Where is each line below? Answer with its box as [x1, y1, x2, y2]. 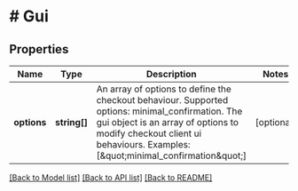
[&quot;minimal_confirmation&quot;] [96, 149, 247, 162]
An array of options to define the [96, 83, 232, 95]
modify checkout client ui [96, 127, 202, 139]
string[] [54, 116, 89, 128]
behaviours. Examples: [96, 139, 191, 150]
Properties [9, 42, 69, 57]
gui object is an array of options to [96, 116, 239, 128]
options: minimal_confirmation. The [96, 105, 243, 117]
